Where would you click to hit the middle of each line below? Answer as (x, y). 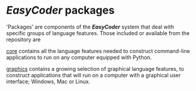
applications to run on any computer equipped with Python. (79, 57)
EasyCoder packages (60, 10)
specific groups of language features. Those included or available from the (98, 33)
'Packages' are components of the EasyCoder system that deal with (90, 27)
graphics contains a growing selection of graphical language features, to (95, 68)
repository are (24, 39)
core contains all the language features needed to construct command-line (98, 51)
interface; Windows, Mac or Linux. (48, 81)
